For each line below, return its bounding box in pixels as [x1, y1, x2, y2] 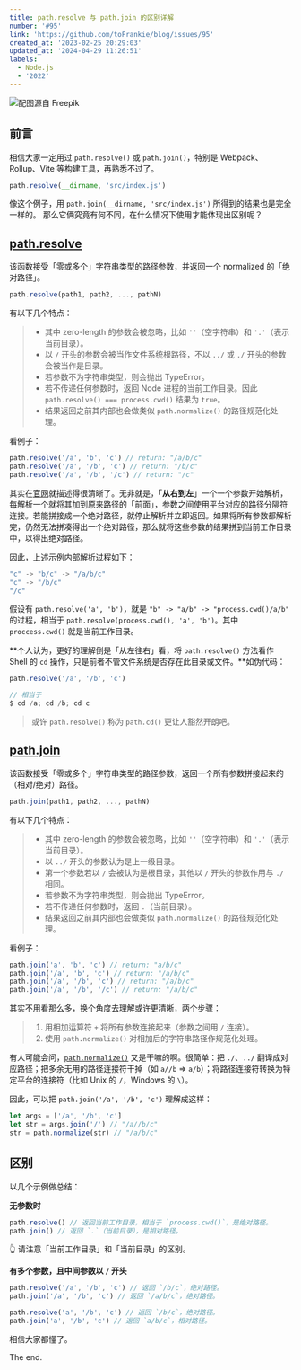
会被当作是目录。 [44, 360, 108, 371]
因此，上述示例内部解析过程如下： [9, 552, 135, 562]
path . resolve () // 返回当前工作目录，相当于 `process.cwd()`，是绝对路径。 [9, 1218, 273, 1227]
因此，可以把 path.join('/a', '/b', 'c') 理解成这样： [9, 1093, 213, 1105]
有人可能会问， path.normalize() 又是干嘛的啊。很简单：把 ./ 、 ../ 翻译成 [9, 1052, 281, 1063]
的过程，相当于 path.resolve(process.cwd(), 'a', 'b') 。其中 [9, 614, 239, 625]
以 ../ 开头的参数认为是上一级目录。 [44, 855, 179, 867]
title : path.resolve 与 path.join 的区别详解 [9, 13, 175, 22]
